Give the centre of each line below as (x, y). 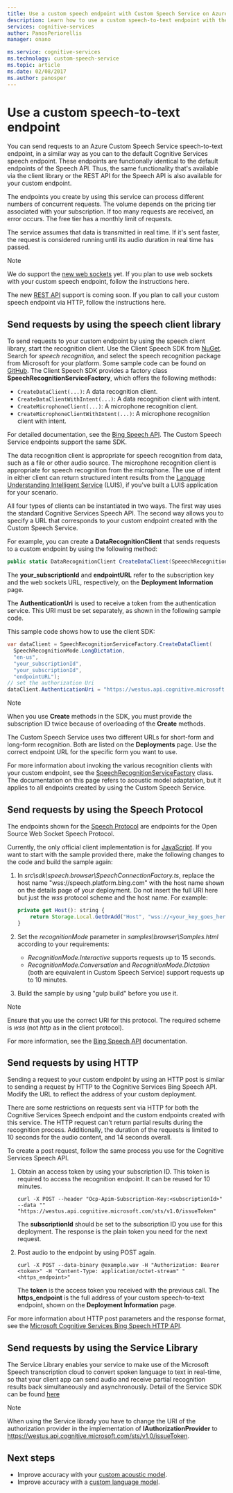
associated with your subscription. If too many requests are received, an (110, 211)
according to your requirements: (63, 944)
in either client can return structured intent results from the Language (106, 478)
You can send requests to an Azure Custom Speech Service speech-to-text (115, 146)
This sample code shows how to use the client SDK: (81, 632)
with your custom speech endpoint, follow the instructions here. (98, 282)
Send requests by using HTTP (73, 1063)
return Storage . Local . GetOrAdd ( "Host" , (88, 917)
